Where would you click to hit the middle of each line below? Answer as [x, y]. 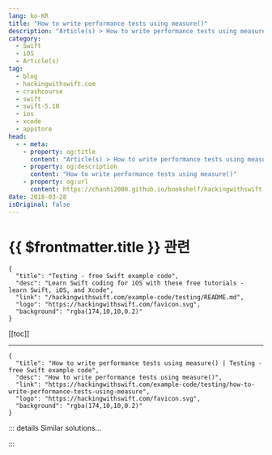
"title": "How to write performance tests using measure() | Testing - [139, 363]
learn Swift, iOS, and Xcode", [61, 290]
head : [17, 136]
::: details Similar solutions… [55, 428]
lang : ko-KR [28, 16]
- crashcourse [39, 91]
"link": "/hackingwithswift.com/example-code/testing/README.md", [130, 298]
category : [25, 39]
